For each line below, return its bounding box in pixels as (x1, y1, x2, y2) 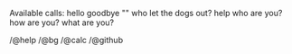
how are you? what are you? (9, 17, 115, 28)
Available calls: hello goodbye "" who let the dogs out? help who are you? (9, 8, 283, 18)
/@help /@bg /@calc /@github (9, 35, 124, 45)
